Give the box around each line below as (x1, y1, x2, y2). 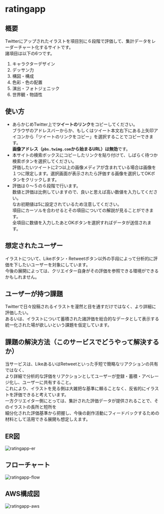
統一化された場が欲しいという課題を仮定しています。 (5, 322, 112, 328)
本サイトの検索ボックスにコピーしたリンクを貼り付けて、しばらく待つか (12, 152, 158, 158)
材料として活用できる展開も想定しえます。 (5, 416, 91, 422)
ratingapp (5, 3, 46, 15)
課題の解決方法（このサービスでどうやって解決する (5, 338, 159, 346)
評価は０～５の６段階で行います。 (12, 183, 81, 189)
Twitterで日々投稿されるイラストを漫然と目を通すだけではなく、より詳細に (5, 304, 156, 310)
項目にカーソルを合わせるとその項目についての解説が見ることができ (12, 207, 149, 213)
